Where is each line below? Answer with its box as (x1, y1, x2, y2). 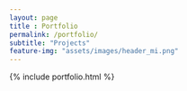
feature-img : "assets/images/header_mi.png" (9, 47, 179, 56)
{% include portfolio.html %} (9, 71, 115, 82)
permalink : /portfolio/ (9, 30, 99, 39)
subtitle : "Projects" (9, 38, 91, 48)
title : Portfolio (9, 22, 78, 31)
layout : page (9, 13, 58, 23)
